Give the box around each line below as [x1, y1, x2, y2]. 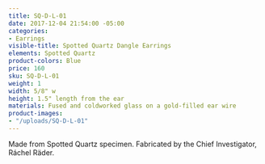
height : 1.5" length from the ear [8, 95, 125, 103]
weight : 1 [8, 79, 42, 87]
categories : [8, 27, 48, 35]
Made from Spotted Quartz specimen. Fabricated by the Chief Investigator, [8, 139, 257, 149]
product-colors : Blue [8, 57, 82, 65]
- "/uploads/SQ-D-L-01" [8, 117, 89, 125]
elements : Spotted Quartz [8, 49, 95, 57]
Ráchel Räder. [8, 147, 55, 158]
